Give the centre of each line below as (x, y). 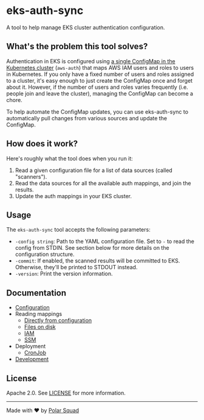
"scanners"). (31, 176)
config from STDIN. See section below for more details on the (92, 248)
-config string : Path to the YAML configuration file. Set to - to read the (104, 241)
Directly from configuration (58, 320)
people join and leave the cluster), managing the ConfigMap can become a (100, 93)
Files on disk (40, 327)
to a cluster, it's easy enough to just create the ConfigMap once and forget (100, 80)
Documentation (36, 293)
